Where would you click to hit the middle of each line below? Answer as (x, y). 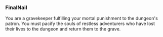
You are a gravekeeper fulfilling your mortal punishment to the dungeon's (81, 18)
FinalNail (16, 7)
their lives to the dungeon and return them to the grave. (63, 29)
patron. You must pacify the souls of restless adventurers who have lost (80, 23)
